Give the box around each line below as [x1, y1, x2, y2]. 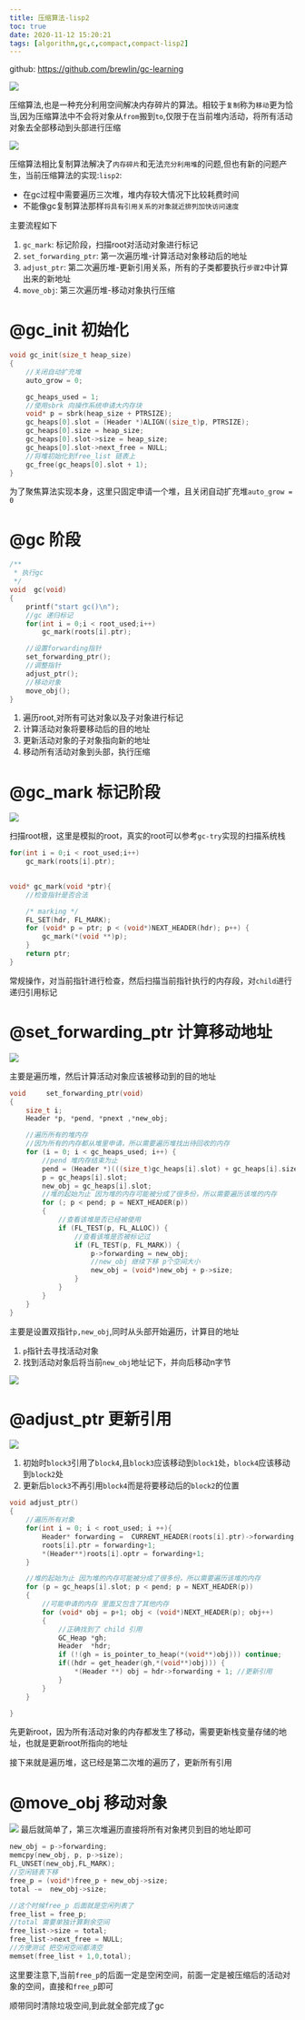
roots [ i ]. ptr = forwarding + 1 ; [42, 1541, 156, 1550]
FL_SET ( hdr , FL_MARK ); [25, 915, 112, 924]
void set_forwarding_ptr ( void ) [9, 1089, 144, 1098]
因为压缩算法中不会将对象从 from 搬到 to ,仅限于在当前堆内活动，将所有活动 [19, 111, 293, 122]
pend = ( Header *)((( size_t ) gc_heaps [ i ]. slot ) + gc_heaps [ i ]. [42, 1164, 282, 1173]
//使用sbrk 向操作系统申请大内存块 [25, 401, 143, 410]
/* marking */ [25, 907, 79, 916]
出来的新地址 [22, 274, 71, 285]
